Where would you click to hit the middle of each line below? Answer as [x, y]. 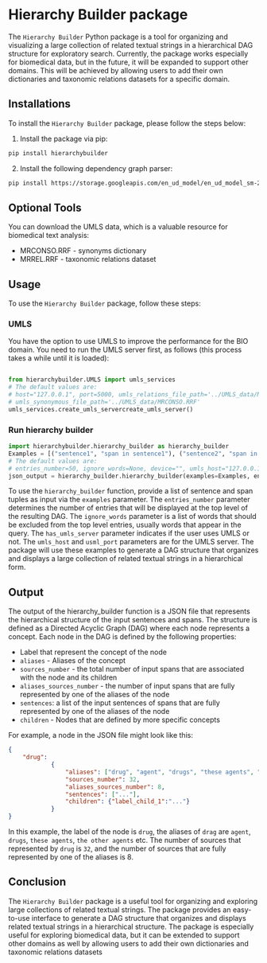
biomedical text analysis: [49, 236]
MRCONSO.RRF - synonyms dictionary [83, 251]
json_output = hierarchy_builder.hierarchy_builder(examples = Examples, [129, 476]
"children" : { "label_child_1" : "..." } [128, 801]
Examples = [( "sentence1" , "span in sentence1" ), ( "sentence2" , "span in [133, 454]
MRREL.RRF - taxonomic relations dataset [88, 259]
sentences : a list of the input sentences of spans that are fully [120, 703]
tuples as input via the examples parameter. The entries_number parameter [129, 500]
